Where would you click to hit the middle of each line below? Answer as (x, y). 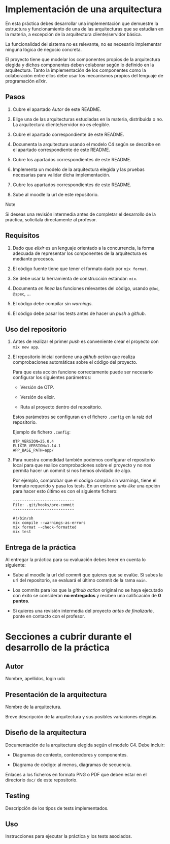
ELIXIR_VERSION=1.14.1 (37, 446)
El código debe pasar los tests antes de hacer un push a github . (79, 313)
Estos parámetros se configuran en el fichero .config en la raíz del (82, 417)
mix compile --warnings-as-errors (49, 523)
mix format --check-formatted (45, 528)
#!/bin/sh (23, 518)
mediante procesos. (33, 258)
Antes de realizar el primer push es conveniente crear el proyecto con (86, 341)
